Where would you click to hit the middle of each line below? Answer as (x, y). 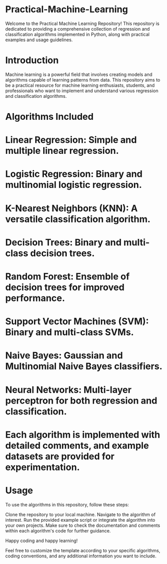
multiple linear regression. (62, 151)
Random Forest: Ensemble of (67, 277)
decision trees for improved (65, 287)
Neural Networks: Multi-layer (68, 390)
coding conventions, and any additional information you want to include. (81, 556)
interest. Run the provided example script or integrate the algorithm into (80, 520)
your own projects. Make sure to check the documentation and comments (83, 525)
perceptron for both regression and (81, 400)
